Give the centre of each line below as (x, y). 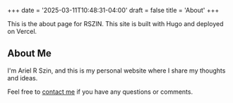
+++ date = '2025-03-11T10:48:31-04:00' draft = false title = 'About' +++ (113, 10)
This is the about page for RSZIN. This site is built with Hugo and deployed (115, 24)
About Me (29, 53)
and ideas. (23, 78)
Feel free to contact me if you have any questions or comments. (100, 92)
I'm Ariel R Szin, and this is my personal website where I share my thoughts (116, 71)
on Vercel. (22, 31)
